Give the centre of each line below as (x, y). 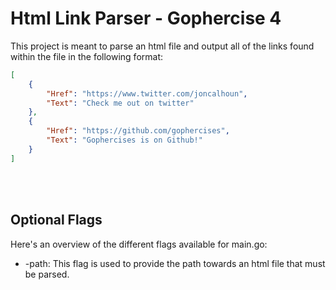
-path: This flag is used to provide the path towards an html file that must (175, 263)
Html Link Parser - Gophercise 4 (146, 18)
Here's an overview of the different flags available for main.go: (139, 244)
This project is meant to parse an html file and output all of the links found (162, 46)
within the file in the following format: (87, 56)
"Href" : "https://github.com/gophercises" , (138, 131)
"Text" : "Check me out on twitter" (120, 103)
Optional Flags (56, 220)
